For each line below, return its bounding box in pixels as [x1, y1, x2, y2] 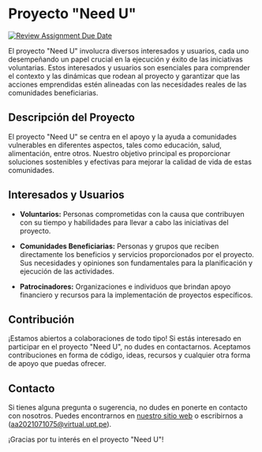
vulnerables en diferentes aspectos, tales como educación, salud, [8, 140, 223, 150]
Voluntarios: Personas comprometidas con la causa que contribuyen [19, 209, 245, 219]
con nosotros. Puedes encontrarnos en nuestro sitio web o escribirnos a [8, 411, 243, 420]
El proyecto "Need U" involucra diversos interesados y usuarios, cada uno [8, 46, 249, 55]
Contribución [8, 312, 75, 326]
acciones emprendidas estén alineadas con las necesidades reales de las [8, 80, 247, 89]
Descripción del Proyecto [8, 111, 136, 125]
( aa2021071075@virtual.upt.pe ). [8, 420, 112, 429]
